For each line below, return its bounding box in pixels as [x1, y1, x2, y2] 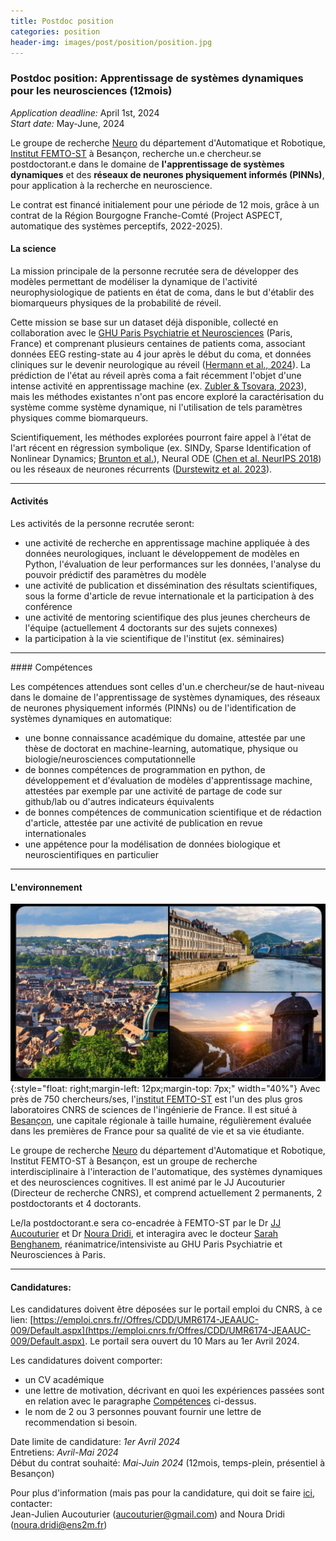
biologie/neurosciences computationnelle [24, 753, 196, 765]
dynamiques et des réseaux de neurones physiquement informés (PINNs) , [10, 168, 325, 180]
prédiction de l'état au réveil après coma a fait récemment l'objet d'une [10, 369, 302, 381]
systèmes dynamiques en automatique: [10, 713, 173, 725]
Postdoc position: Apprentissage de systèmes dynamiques [10, 71, 304, 85]
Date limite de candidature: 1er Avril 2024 [10, 1436, 181, 1448]
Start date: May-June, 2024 [10, 117, 125, 129]
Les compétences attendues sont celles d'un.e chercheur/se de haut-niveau [10, 681, 325, 693]
